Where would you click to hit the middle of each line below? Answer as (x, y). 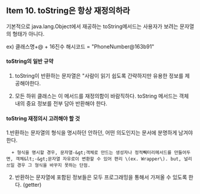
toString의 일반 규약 (30, 61)
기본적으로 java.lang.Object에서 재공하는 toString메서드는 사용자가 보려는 (92, 26)
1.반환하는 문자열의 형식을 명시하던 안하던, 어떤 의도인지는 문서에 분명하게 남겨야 (99, 133)
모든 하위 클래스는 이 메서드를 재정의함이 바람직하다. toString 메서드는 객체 (102, 96)
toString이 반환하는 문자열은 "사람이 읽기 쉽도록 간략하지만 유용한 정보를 (99, 76)
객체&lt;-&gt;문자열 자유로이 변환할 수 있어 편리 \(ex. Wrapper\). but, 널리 (104, 159)
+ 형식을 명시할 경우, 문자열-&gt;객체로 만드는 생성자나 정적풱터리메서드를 (92, 153)
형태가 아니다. (28, 34)
